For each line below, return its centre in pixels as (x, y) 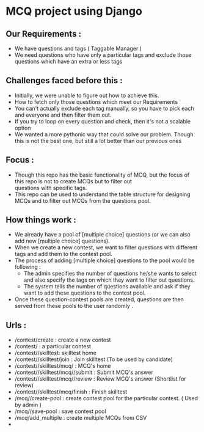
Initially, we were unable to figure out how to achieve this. (87, 95)
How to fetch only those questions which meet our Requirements (96, 101)
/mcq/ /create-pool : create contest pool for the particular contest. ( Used (106, 398)
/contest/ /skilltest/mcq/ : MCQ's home (63, 366)
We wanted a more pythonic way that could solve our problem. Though (104, 134)
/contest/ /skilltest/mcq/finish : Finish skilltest (71, 392)
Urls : (16, 325)
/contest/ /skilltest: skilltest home (56, 353)
